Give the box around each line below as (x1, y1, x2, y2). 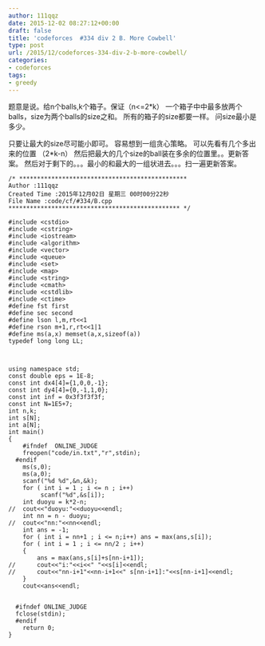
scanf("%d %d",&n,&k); (22, 477, 98, 484)
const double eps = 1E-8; (8, 372, 94, 380)
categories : (8, 57, 48, 65)
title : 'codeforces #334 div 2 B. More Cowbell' (8, 34, 177, 42)
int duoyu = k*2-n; (22, 497, 88, 506)
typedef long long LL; (8, 337, 84, 345)
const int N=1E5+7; (8, 400, 73, 408)
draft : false (8, 26, 52, 34)
